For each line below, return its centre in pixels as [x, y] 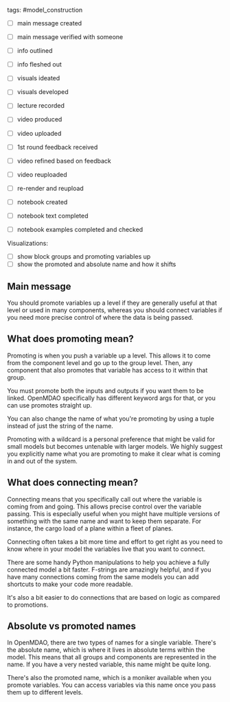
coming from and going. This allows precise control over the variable [104, 506]
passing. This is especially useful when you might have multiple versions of [114, 513]
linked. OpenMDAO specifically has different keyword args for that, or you [112, 398]
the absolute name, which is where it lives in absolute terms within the [106, 650]
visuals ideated [38, 78]
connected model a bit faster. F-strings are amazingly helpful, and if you [109, 570]
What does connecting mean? [73, 483]
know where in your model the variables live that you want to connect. [106, 549]
